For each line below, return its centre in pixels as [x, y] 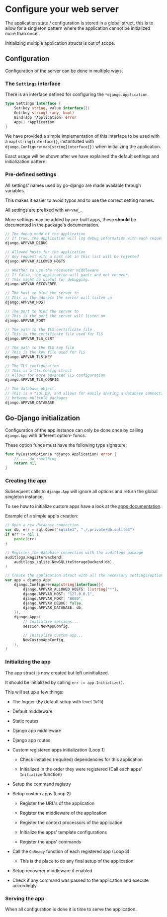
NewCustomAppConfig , [44, 640]
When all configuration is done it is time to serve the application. [71, 909]
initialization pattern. [26, 162]
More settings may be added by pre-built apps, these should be [71, 219]
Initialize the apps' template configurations [63, 832]
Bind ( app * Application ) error [45, 117]
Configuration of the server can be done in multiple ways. [64, 71]
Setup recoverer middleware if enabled [52, 870]
